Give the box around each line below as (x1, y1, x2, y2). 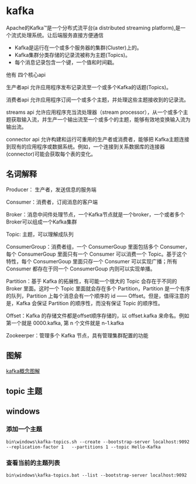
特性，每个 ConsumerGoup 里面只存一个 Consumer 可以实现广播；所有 (6, 258, 177, 265)
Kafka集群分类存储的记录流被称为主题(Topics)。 (14, 51, 130, 58)
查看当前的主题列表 (6, 459, 60, 467)
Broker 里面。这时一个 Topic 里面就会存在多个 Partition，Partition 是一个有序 (6, 285, 191, 292)
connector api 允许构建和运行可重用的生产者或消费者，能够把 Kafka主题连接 (6, 136, 190, 143)
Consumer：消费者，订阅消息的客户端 (6, 198, 98, 205)
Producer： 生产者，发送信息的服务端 (6, 186, 97, 193)
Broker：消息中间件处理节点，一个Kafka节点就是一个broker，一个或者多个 (6, 211, 185, 218)
